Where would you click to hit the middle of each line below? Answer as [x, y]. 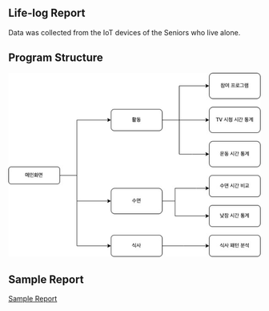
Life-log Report [47, 13]
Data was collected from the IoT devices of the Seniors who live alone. [124, 32]
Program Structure [56, 58]
